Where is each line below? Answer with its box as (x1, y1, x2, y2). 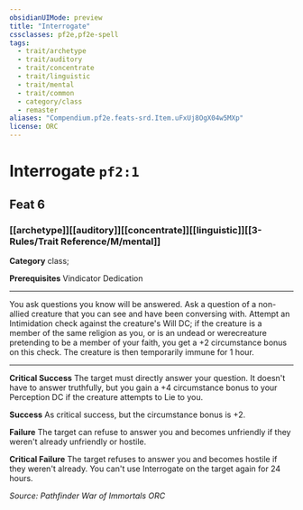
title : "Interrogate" (9, 22, 91, 31)
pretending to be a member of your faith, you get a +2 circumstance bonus (9, 337, 287, 348)
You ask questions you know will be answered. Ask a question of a (9, 298, 257, 309)
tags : (9, 38, 30, 48)
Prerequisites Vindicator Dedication (9, 272, 143, 284)
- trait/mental (17, 80, 75, 89)
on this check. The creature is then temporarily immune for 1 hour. (9, 346, 254, 357)
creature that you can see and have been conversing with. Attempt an (31, 308, 290, 319)
